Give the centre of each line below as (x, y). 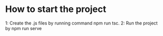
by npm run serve (23, 28)
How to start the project (56, 9)
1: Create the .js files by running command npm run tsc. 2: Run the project (81, 23)
